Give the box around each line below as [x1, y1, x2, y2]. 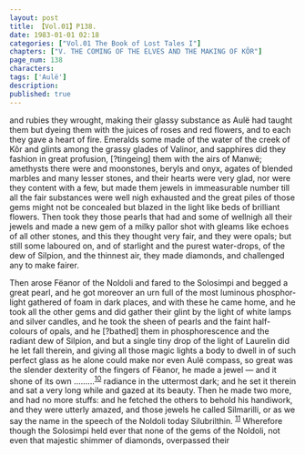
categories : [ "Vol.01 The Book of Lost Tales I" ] [9, 38, 202, 48]
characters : [9, 65, 55, 74]
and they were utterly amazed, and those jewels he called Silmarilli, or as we [9, 404, 296, 415]
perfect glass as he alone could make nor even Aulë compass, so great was [9, 354, 293, 365]
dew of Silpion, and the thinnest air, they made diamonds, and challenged [9, 249, 285, 260]
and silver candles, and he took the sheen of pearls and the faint [9, 316, 251, 327]
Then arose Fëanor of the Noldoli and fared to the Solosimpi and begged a [9, 277, 289, 288]
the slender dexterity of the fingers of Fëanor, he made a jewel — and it [9, 364, 278, 375]
